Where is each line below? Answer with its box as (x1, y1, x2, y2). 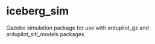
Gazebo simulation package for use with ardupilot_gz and (6, 24, 150, 31)
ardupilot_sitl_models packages (6, 30, 84, 37)
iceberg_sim (6, 4, 69, 18)
